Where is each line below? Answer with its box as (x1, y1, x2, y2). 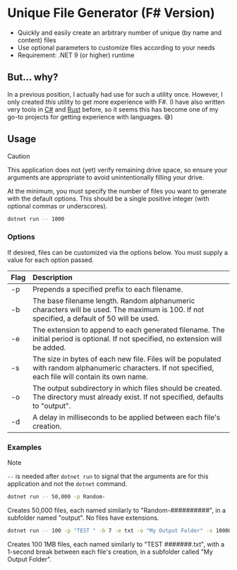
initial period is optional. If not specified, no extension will (32, 333, 222, 343)
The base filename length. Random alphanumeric (32, 295, 195, 305)
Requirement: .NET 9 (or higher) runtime (17, 51, 135, 59)
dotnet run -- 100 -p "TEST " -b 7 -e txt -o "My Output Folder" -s (7, 527, 213, 534)
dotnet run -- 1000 (7, 215, 65, 222)
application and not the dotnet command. (7, 480, 128, 488)
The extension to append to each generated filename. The (32, 325, 225, 335)
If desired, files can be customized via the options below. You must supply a (7, 248, 228, 256)
